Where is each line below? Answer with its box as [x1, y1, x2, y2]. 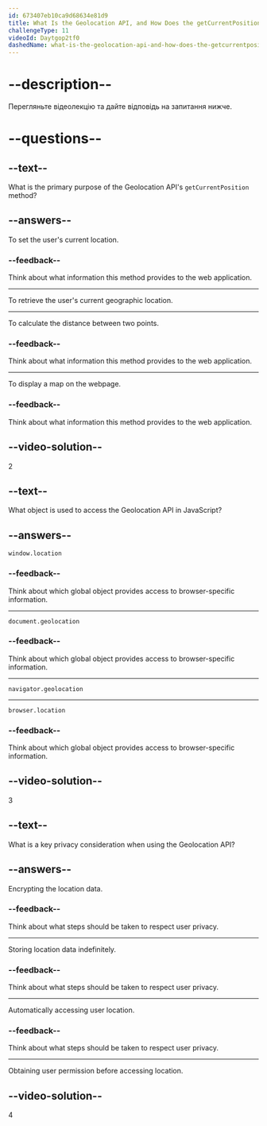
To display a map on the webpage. [8, 379, 122, 389]
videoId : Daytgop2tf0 [8, 33, 80, 42]
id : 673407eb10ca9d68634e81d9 [8, 11, 109, 20]
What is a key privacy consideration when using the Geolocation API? [8, 840, 236, 849]
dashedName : [8, 41, 48, 49]
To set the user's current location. [8, 235, 119, 244]
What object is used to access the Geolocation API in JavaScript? [8, 506, 222, 515]
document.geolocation [8, 617, 80, 625]
